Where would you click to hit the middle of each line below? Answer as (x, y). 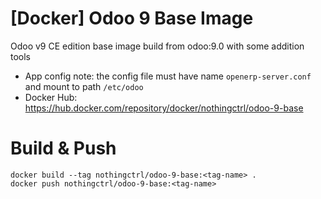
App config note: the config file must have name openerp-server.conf (168, 76)
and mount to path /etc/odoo (84, 86)
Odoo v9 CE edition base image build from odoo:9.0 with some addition (157, 46)
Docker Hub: (51, 97)
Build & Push (63, 148)
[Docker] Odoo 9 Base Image (132, 18)
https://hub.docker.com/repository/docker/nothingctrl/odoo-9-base (164, 108)
